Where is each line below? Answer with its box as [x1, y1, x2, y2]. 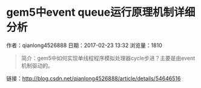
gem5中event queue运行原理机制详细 [6, 5, 196, 19]
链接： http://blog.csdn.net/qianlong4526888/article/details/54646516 [6, 75, 181, 82]
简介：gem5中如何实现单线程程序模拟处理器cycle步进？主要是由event [21, 54, 196, 61]
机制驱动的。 [21, 61, 53, 69]
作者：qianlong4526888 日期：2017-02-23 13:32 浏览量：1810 [6, 42, 162, 49]
